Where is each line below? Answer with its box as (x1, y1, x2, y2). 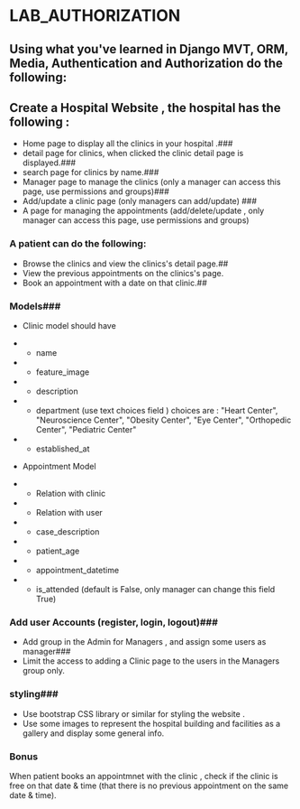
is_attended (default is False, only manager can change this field (35, 583, 276, 594)
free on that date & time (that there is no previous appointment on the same (9, 780, 289, 791)
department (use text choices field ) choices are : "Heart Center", (35, 404, 278, 415)
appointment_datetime (35, 564, 120, 575)
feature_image (35, 367, 90, 377)
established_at (35, 443, 90, 454)
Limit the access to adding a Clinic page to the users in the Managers (22, 656, 280, 666)
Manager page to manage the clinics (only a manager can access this (22, 177, 281, 188)
